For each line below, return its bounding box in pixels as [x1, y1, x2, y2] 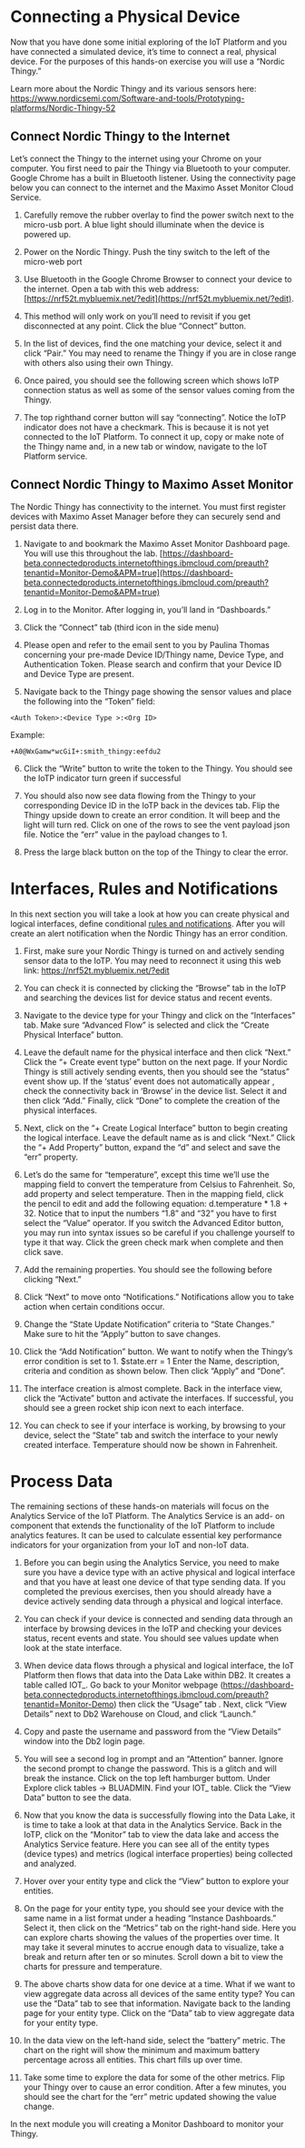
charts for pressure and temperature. [23, 1961, 162, 1972]
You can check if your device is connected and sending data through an [23, 1614, 293, 1625]
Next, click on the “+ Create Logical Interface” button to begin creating [23, 1122, 289, 1133]
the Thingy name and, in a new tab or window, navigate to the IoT [23, 441, 269, 451]
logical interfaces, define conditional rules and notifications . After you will [10, 917, 285, 929]
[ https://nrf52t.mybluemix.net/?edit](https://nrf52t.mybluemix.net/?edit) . [23, 293, 294, 304]
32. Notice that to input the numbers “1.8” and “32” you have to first [23, 1208, 277, 1219]
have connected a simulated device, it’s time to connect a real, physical [10, 46, 277, 56]
